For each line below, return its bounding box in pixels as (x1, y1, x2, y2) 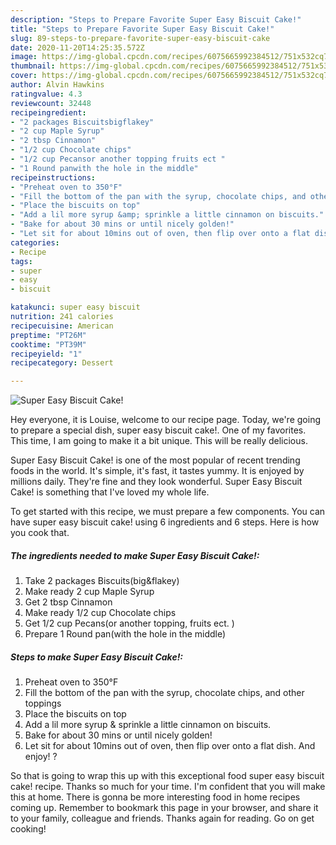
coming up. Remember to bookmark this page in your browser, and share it (10, 802, 319, 814)
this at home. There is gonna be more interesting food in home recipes (10, 791, 301, 803)
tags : (10, 256, 33, 266)
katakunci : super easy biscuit (10, 302, 141, 313)
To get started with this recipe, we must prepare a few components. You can (10, 506, 326, 518)
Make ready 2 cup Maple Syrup (24, 586, 155, 598)
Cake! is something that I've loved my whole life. (10, 486, 210, 498)
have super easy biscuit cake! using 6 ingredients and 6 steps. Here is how (10, 516, 320, 528)
